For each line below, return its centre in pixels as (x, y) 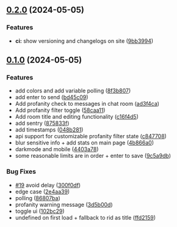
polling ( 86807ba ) (38, 198)
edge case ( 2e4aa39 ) (42, 192)
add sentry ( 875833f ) (42, 123)
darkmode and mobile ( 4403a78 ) (57, 149)
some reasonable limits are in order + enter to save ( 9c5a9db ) (93, 156)
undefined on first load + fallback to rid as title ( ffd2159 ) (85, 217)
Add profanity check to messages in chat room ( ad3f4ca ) (87, 104)
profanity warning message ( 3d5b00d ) (64, 204)
